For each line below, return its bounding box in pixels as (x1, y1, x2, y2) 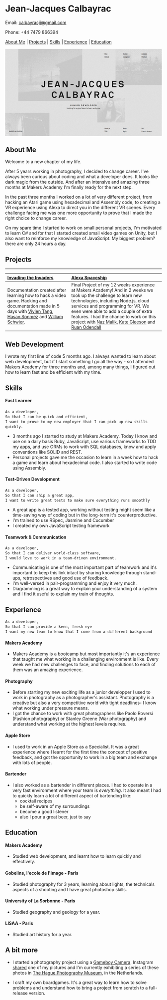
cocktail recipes (19, 798, 53, 804)
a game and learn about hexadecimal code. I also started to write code (12, 460, 158, 466)
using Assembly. (12, 465, 46, 471)
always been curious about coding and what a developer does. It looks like (5, 174, 158, 180)
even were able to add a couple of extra (71, 308, 153, 314)
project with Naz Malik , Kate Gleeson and (71, 319, 156, 325)
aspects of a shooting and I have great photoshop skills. (12, 886, 127, 892)
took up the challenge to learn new (71, 292, 143, 298)
